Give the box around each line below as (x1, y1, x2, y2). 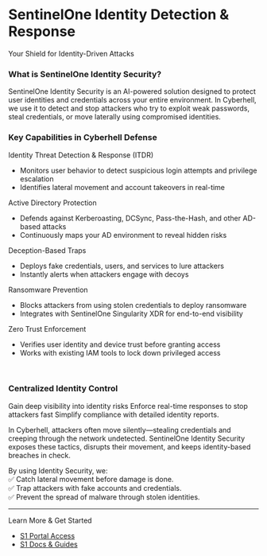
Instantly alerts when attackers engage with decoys (19, 269, 189, 279)
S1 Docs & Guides (19, 539, 78, 549)
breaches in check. (8, 450, 72, 460)
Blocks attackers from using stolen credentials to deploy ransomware (19, 300, 247, 309)
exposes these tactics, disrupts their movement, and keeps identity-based (8, 441, 251, 451)
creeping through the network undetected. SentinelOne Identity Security (8, 434, 246, 443)
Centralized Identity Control (8, 383, 118, 395)
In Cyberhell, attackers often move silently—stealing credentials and (8, 425, 232, 434)
